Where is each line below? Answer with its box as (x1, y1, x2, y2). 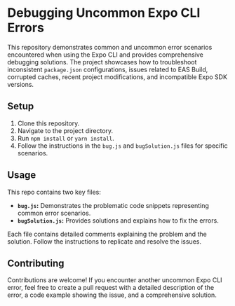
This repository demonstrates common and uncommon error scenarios (7, 43, 213, 51)
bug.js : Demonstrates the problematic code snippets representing (17, 201, 209, 209)
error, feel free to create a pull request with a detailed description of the (7, 284, 215, 292)
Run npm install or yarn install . (17, 134, 114, 142)
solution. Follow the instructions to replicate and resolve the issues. (7, 237, 202, 246)
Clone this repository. (17, 119, 80, 127)
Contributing (7, 257, 65, 269)
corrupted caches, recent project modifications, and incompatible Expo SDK (7, 72, 228, 81)
